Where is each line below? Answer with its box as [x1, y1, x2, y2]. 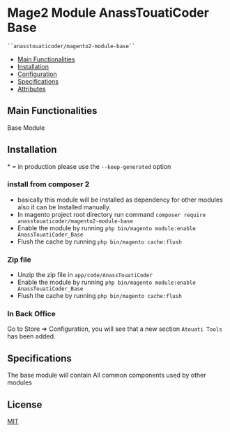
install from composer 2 [7, 179, 90, 189]
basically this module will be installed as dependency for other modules [17, 195, 223, 204]
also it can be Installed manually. [17, 202, 112, 211]
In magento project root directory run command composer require [17, 210, 206, 218]
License [7, 399, 43, 410]
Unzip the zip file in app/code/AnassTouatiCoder [17, 271, 153, 279]
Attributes [17, 84, 46, 93]
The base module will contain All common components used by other [7, 371, 206, 380]
